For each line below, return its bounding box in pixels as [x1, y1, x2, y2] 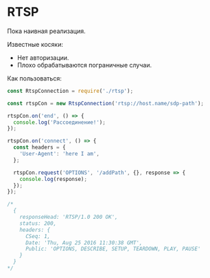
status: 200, [19, 220, 57, 227]
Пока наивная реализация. [7, 27, 86, 35]
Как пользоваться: [7, 74, 62, 83]
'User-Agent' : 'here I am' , [19, 151, 100, 158]
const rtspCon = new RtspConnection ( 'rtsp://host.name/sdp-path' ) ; [7, 100, 205, 107]
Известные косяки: [7, 40, 64, 48]
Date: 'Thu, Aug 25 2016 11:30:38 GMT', [25, 239, 143, 246]
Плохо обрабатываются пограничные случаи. [16, 61, 152, 69]
